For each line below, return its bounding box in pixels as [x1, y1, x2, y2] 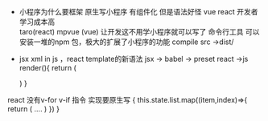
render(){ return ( [19, 63, 77, 72]
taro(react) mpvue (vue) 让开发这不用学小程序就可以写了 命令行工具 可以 [19, 27, 260, 36]
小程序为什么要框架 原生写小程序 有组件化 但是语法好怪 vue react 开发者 [19, 7, 258, 16]
